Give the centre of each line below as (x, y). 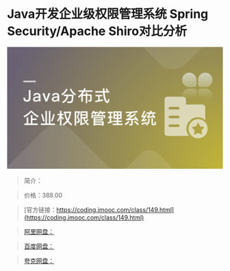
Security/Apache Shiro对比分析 (97, 31)
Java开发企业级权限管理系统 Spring (108, 14)
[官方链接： (40, 209)
